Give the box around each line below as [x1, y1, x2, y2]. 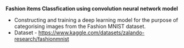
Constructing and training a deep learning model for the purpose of [14, 17, 179, 23]
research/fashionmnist [14, 36, 69, 42]
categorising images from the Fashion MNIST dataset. [14, 23, 146, 30]
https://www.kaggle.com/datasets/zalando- [38, 29, 145, 36]
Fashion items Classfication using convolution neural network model [5, 5, 178, 12]
